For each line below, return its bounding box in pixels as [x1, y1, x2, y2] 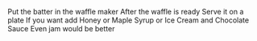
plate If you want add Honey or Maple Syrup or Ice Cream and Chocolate [7, 15, 250, 25]
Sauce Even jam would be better [7, 24, 115, 33]
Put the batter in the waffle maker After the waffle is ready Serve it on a [7, 7, 244, 16]
